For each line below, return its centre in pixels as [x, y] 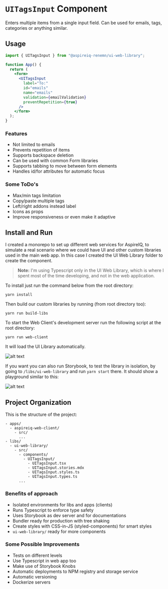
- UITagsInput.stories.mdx [56, 468]
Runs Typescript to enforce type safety [53, 510]
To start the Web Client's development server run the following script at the [83, 323]
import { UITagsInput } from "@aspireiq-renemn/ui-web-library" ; [75, 55]
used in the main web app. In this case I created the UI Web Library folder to [84, 255]
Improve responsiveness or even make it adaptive [64, 216]
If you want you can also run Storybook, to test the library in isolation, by [80, 366]
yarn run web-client [27, 337]
